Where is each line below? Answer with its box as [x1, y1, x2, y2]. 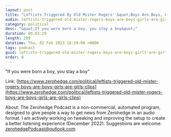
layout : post [5, 7, 33, 13]
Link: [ [5, 78, 19, 84]
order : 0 [5, 54, 24, 60]
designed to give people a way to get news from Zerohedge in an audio [5, 110, 155, 116]
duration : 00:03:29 [5, 31, 47, 36]
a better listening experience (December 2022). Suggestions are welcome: [5, 120, 162, 127]
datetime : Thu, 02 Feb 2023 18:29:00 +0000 [5, 41, 99, 46]
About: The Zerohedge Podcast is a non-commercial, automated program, [5, 105, 161, 111]
